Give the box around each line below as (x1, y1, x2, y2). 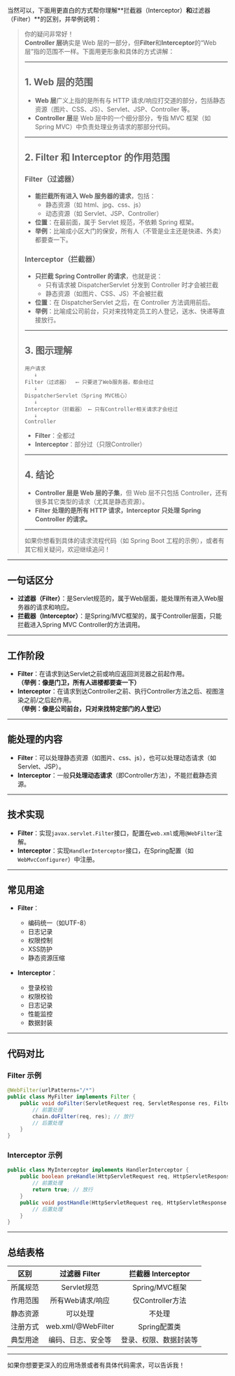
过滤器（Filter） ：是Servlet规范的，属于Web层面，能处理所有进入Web (17, 594, 218, 603)
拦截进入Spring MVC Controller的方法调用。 (17, 621, 145, 629)
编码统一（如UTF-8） (27, 919, 90, 927)
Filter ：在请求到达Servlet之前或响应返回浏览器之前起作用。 (17, 670, 189, 678)
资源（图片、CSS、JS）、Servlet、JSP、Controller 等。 (34, 104, 194, 113)
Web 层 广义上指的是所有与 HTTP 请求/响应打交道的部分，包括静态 (34, 96, 226, 104)
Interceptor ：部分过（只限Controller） (34, 440, 146, 448)
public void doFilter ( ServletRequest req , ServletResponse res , (20, 1099, 211, 1107)
